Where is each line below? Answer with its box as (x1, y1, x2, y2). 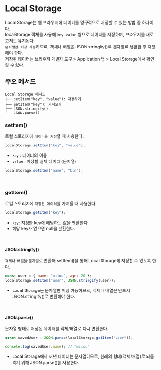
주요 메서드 (5, 78, 36, 86)
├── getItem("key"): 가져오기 (5, 102, 62, 107)
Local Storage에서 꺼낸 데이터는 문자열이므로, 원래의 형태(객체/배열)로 (12, 354, 146, 359)
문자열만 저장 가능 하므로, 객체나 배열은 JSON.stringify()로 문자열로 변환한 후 (5, 44, 146, 49)
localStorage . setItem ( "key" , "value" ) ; (5, 143, 86, 148)
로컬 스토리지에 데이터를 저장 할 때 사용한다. (5, 133, 84, 139)
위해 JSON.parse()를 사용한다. (21, 359, 80, 365)
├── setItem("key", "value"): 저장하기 (5, 97, 81, 102)
